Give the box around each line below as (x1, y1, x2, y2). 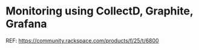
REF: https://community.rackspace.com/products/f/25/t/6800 (5, 37, 159, 44)
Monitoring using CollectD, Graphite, (5, 4, 194, 18)
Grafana (5, 17, 47, 31)
